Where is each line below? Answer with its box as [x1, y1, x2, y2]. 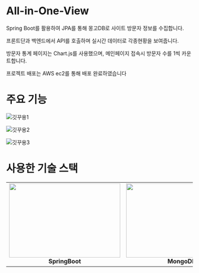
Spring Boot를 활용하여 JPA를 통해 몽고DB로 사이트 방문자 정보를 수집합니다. [6, 24, 185, 31]
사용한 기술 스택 [6, 162, 78, 176]
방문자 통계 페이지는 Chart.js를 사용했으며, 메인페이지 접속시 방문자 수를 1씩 [6, 49, 181, 57]
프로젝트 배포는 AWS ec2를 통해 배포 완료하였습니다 [6, 69, 127, 77]
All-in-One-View [6, 4, 89, 18]
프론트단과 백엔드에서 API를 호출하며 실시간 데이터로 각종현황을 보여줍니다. [6, 37, 179, 44]
